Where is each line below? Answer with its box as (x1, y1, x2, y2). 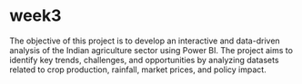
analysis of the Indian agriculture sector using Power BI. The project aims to (9, 44, 294, 55)
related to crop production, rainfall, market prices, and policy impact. (9, 64, 267, 75)
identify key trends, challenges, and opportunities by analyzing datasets (9, 54, 279, 65)
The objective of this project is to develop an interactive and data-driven (9, 35, 280, 46)
